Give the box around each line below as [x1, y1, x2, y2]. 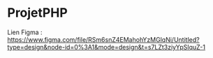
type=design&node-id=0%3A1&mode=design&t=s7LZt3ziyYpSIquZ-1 [7, 43, 206, 51]
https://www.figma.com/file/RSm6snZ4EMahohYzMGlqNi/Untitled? [7, 35, 200, 43]
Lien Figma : [7, 28, 43, 36]
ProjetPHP [7, 5, 68, 21]
